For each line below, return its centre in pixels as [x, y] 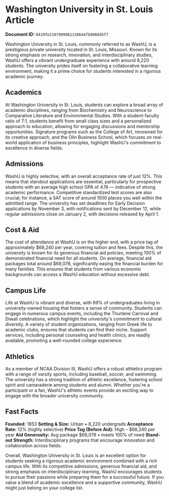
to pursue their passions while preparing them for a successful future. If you [85, 477]
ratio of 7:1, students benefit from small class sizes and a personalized [78, 121]
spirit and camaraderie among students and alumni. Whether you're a [78, 385]
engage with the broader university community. [55, 396]
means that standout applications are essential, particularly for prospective [83, 181]
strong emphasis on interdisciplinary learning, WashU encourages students [83, 472]
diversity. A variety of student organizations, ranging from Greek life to [79, 324]
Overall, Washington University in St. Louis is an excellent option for [76, 455]
